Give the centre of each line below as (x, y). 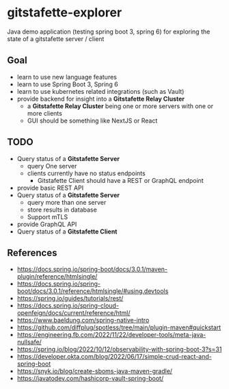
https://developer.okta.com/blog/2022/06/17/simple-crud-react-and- (114, 357)
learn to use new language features (67, 77)
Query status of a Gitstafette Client (67, 231)
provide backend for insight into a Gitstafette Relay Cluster (101, 99)
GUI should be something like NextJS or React (92, 121)
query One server (52, 166)
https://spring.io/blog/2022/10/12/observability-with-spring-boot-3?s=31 (119, 349)
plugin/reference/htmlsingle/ (57, 277)
